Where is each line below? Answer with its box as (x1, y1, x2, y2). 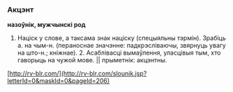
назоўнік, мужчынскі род (7, 21, 86, 29)
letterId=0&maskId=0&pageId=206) (7, 77, 110, 85)
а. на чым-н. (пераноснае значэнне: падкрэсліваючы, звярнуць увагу (17, 42, 227, 50)
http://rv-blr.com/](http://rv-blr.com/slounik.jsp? (9, 69, 147, 77)
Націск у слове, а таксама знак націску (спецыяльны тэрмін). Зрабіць (17, 34, 227, 42)
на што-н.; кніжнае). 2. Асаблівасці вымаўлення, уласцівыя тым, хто (17, 48, 221, 57)
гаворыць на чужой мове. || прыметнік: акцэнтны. (17, 56, 167, 64)
